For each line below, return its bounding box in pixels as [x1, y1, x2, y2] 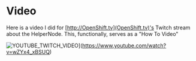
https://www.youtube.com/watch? [82, 42, 167, 49]
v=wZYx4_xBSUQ [6, 48, 50, 55]
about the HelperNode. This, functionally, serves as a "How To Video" [6, 30, 179, 37]
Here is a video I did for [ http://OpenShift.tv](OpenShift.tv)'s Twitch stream [6, 24, 191, 31]
